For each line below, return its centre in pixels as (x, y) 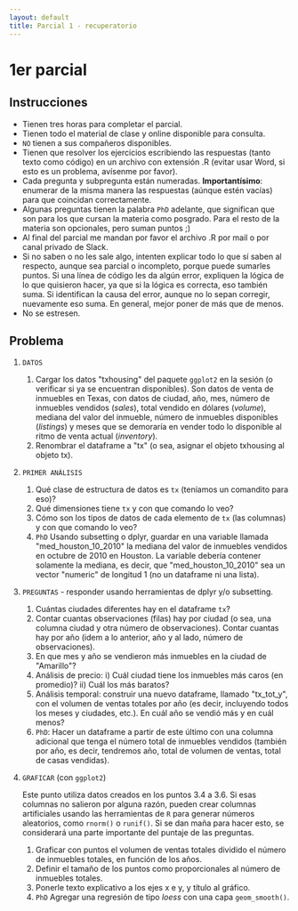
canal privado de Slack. (65, 246)
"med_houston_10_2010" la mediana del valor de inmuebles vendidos (161, 546)
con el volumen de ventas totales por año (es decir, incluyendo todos (162, 704)
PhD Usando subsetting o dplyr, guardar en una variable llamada (152, 537)
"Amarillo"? (56, 666)
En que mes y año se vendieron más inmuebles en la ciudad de (151, 657)
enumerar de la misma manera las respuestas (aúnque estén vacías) (147, 190)
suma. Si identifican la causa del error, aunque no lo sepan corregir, (146, 294)
